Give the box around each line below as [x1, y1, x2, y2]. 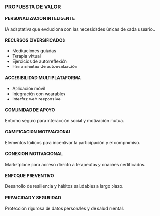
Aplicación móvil [12, 85, 45, 91]
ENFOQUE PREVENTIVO [5, 172, 54, 178]
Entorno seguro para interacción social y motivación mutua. [5, 117, 125, 123]
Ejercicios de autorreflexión [12, 58, 67, 64]
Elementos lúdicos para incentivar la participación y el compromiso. [5, 139, 141, 145]
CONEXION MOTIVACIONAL [5, 150, 63, 156]
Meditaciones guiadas [12, 48, 57, 54]
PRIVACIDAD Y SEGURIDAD [5, 194, 62, 200]
